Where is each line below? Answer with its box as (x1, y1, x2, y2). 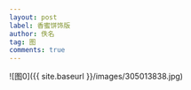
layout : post (9, 12, 58, 22)
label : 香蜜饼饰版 (9, 21, 71, 30)
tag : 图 (9, 37, 36, 47)
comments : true (9, 46, 66, 55)
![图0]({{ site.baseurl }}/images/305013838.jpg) (9, 71, 184, 82)
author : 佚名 (9, 29, 55, 38)
